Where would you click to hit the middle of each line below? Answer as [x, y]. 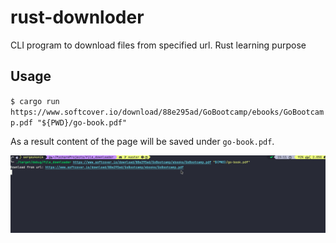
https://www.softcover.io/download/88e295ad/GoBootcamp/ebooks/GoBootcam [167, 112]
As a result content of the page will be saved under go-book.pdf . [142, 141]
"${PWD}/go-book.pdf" [82, 122]
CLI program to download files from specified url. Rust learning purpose [158, 45]
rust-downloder [77, 17]
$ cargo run [35, 101]
